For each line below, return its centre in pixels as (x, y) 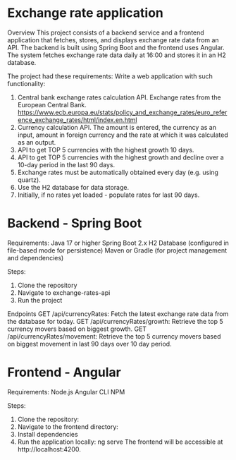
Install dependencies (48, 434)
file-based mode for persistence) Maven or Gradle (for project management (117, 250)
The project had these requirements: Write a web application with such (110, 76)
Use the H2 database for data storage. (73, 187)
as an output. (37, 142)
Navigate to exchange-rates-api (64, 292)
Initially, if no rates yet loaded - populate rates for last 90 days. (108, 195)
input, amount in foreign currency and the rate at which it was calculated (123, 135)
